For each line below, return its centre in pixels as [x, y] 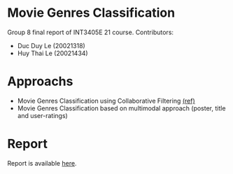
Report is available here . [42, 163]
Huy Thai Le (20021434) [53, 53]
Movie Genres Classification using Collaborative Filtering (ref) [106, 101]
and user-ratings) [42, 115]
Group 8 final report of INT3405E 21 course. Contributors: [90, 32]
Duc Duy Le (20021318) [51, 45]
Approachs [40, 81]
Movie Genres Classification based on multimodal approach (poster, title [121, 108]
